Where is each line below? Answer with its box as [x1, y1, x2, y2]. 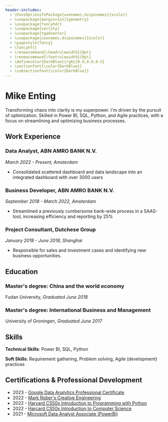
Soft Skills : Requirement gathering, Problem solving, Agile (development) [5, 356, 157, 362]
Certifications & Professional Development [5, 376, 142, 385]
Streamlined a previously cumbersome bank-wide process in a [12, 208, 143, 214]
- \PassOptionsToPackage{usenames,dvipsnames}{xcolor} [10, 12, 128, 17]
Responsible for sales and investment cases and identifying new [12, 247, 146, 253]
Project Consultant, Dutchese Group [5, 226, 96, 233]
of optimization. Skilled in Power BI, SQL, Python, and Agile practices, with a [5, 112, 163, 118]
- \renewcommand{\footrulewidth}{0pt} [10, 54, 92, 60]
